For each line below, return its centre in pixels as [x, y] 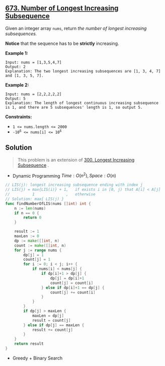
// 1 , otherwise [50, 194]
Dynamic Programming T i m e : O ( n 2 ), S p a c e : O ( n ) [64, 175]
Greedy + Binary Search [37, 358]
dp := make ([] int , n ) [37, 241]
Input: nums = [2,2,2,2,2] [33, 94]
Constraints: [19, 117]
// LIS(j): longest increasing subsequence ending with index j [74, 185]
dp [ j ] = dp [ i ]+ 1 [67, 278]
